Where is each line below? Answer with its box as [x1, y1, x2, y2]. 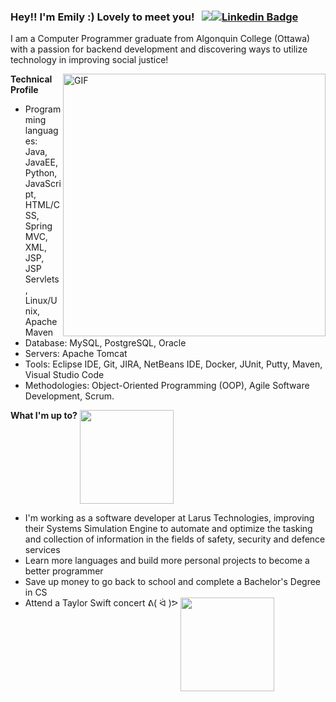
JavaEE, [24, 156, 58, 169]
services [24, 544, 61, 556]
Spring [24, 220, 53, 232]
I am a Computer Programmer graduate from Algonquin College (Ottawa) [10, 33, 311, 45]
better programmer [24, 565, 104, 577]
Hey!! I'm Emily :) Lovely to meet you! [10, 10, 195, 24]
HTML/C [24, 199, 61, 211]
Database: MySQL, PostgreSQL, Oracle [24, 337, 187, 349]
